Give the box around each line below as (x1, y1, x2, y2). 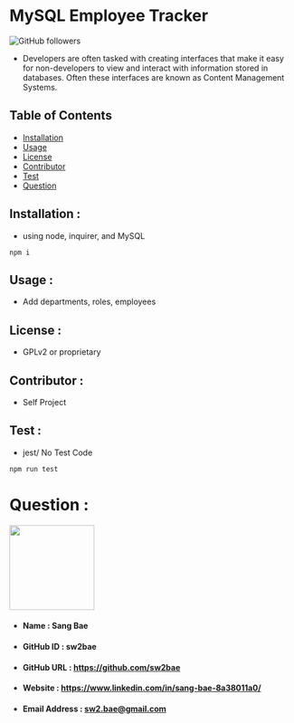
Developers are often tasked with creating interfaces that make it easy (22, 52, 285, 63)
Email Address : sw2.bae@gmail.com (22, 703, 167, 714)
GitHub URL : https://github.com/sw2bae (22, 661, 181, 672)
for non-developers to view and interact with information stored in (22, 62, 269, 73)
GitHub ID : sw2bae (22, 641, 97, 652)
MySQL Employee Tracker (9, 5, 209, 26)
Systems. (22, 81, 58, 92)
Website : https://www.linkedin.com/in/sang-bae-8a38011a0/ (22, 682, 261, 693)
